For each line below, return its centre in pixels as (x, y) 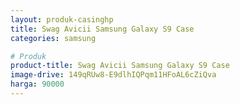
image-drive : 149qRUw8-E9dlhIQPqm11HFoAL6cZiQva (113, 75)
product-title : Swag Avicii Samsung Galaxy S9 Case (120, 66)
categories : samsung (53, 38)
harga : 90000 (37, 84)
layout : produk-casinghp (62, 19)
